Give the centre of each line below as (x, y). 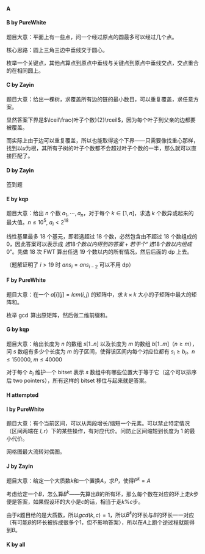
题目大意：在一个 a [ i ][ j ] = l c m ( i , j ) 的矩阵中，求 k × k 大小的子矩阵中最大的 (99, 294)
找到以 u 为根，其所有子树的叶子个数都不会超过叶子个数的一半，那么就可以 (99, 148)
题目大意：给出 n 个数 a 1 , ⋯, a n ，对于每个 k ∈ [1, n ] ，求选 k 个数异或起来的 (100, 214)
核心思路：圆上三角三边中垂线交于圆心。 (57, 50)
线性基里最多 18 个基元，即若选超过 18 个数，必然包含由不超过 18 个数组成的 (102, 236)
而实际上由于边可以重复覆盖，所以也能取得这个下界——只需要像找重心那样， (103, 140)
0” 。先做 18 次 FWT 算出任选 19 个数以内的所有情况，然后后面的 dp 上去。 (99, 251)
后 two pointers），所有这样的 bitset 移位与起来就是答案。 (78, 381)
